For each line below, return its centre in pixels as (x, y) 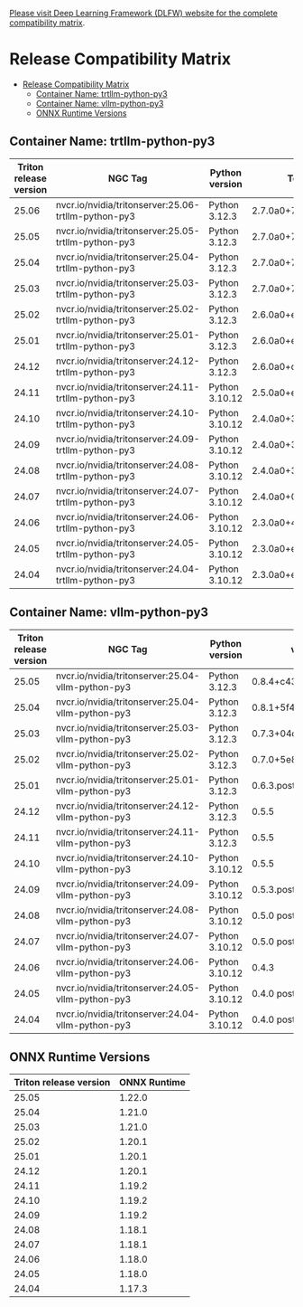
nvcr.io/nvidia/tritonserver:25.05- (128, 231)
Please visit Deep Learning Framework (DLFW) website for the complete (143, 13)
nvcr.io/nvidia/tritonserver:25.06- (128, 204)
